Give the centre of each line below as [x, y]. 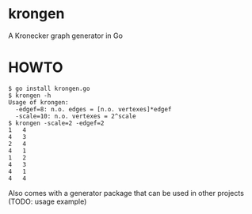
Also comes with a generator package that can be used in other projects [126, 193]
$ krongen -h [30, 96]
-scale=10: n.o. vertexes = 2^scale [76, 116]
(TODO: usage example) [48, 201]
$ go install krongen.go [49, 88]
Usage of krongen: [38, 102]
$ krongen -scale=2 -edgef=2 [56, 123]
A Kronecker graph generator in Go [65, 36]
